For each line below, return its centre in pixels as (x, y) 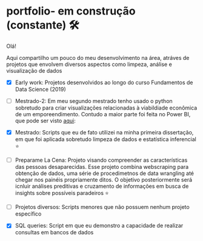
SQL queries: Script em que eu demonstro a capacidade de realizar (99, 226)
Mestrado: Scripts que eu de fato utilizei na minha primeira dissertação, (104, 133)
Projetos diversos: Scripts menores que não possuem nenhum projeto (102, 207)
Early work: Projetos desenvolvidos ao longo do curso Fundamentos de (104, 82)
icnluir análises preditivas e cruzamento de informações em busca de (102, 187)
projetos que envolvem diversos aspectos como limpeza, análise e (89, 64)
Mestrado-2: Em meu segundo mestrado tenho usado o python (94, 101)
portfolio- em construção (71, 11)
